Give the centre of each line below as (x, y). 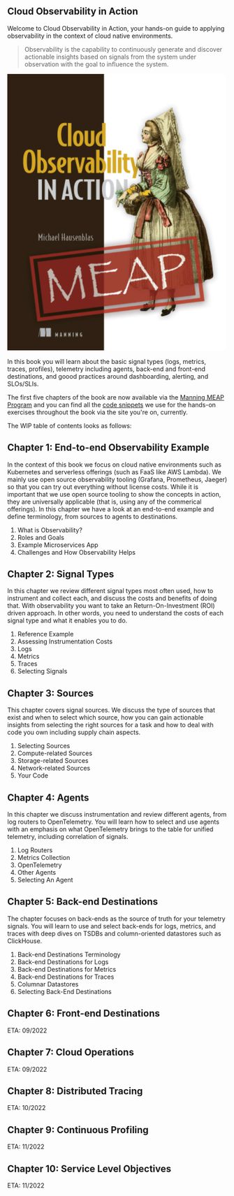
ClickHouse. (25, 941)
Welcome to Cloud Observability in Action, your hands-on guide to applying (116, 28)
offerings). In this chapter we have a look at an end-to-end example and (111, 509)
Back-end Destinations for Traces (66, 977)
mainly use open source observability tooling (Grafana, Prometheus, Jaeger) (117, 479)
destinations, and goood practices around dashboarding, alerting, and (108, 376)
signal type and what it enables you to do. (67, 620)
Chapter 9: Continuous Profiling (78, 1130)
